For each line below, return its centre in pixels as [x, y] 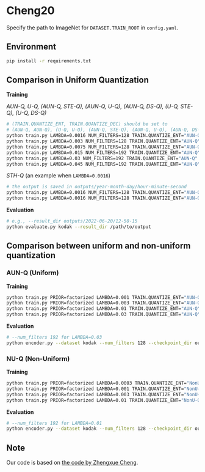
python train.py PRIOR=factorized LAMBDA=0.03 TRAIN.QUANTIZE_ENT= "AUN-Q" [103, 315]
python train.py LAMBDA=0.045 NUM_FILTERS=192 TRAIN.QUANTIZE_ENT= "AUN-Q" [103, 164]
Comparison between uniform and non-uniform [99, 246]
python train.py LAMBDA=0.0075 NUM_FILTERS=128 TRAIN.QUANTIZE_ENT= [95, 147]
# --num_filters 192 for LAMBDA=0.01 [54, 423]
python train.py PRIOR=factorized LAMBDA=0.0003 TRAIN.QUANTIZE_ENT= [97, 383]
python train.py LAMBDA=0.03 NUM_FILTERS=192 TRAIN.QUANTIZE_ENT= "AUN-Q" [102, 158]
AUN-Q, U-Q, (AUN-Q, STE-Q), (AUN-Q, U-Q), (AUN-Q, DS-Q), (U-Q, [93, 106]
